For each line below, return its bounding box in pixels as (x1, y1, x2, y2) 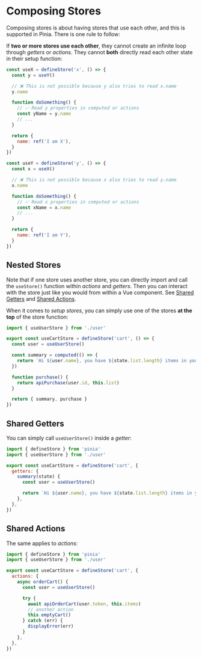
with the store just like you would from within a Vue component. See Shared (6, 289, 194, 296)
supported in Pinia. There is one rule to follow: (6, 30, 120, 37)
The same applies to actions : (6, 540, 78, 547)
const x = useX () (11, 166, 55, 172)
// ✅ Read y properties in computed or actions (17, 105, 139, 111)
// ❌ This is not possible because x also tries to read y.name (11, 177, 177, 183)
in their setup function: (6, 55, 63, 62)
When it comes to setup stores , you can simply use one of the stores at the (6, 307, 192, 314)
